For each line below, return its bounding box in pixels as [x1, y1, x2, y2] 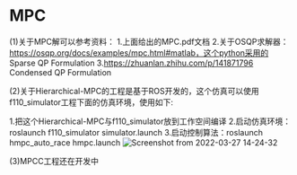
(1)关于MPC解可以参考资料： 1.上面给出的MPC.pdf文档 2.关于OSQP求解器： [9, 36, 289, 47]
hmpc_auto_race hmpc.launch [9, 136, 121, 148]
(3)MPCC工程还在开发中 [9, 155, 99, 166]
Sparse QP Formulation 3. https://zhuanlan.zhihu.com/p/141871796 [9, 57, 254, 68]
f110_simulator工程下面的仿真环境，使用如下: [9, 96, 173, 108]
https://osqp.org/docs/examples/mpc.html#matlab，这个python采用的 [9, 47, 269, 58]
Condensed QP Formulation [9, 66, 112, 77]
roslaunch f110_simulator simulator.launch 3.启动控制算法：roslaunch [9, 127, 263, 137]
